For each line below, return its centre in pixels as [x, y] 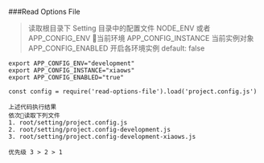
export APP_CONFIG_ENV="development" [72, 63]
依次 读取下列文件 [34, 116]
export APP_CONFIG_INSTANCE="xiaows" [72, 71]
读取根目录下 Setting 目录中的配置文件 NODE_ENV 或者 [119, 28]
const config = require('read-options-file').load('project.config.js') [133, 92]
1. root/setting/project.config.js [68, 123]
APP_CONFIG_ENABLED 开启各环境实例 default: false [116, 48]
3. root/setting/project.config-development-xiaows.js [102, 137]
